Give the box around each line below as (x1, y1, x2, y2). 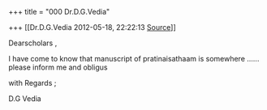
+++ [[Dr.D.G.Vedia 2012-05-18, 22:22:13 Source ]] (8, 23, 176, 32)
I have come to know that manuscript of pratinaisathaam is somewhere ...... (8, 54, 260, 63)
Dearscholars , (8, 38, 58, 48)
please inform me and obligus (8, 62, 108, 72)
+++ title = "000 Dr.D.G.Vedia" (8, 7, 110, 16)
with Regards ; (8, 78, 57, 87)
